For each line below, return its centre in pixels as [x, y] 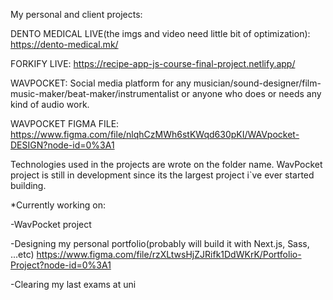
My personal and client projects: [76, 14]
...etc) [22, 254]
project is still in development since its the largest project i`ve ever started [162, 175]
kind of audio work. [50, 104]
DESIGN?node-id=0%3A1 [62, 145]
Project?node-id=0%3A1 [61, 265]
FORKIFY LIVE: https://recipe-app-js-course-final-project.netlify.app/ [153, 63]
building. [28, 185]
